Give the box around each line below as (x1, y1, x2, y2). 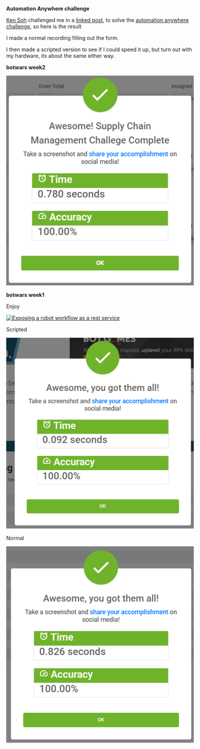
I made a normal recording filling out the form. (6, 35, 119, 41)
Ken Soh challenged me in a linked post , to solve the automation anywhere (6, 17, 189, 23)
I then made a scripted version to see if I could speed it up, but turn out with (6, 46, 192, 53)
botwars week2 (6, 64, 46, 71)
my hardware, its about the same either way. (6, 52, 115, 59)
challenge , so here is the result (6, 23, 82, 30)
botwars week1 (6, 291, 45, 298)
